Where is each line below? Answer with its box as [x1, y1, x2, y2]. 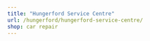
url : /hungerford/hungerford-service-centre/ [7, 17, 143, 24]
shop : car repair [7, 23, 58, 30]
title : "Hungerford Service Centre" [7, 10, 115, 17]
